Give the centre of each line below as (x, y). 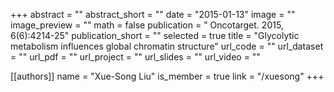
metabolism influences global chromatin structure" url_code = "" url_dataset (167, 46)
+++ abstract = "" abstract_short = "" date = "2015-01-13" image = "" (153, 14)
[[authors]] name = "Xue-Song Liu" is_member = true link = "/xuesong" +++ (167, 76)
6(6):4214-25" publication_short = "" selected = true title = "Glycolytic (155, 35)
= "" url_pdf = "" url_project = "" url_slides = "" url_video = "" (135, 57)
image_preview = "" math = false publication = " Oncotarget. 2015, (147, 25)
